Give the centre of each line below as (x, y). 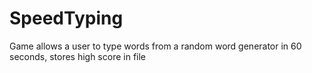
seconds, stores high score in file (78, 56)
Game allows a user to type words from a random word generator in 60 (155, 46)
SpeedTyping (66, 18)
